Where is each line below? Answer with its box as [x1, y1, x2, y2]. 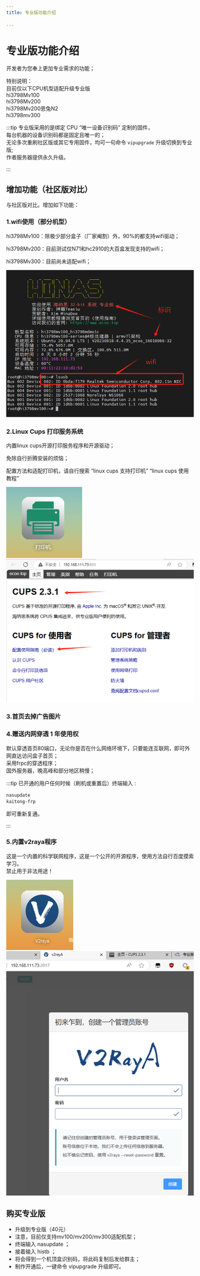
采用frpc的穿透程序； [6, 759, 58, 767]
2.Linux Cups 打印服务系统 [6, 427, 83, 436]
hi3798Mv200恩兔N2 [6, 105, 58, 112]
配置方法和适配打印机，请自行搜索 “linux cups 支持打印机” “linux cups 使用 [6, 467, 189, 474]
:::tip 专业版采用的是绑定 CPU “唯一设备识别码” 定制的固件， [6, 124, 154, 131]
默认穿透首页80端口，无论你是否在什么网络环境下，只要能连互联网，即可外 [6, 745, 190, 752]
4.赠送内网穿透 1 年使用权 [6, 730, 79, 738]
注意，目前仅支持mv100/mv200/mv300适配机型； [14, 1233, 137, 1240]
